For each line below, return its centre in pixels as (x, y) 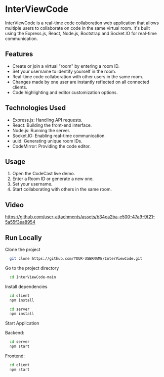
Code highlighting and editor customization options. (65, 92)
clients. (20, 87)
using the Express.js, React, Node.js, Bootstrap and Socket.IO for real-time (81, 33)
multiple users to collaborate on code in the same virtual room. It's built (78, 28)
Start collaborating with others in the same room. (62, 189)
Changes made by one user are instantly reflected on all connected (81, 82)
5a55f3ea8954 (20, 222)
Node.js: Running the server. (41, 130)
